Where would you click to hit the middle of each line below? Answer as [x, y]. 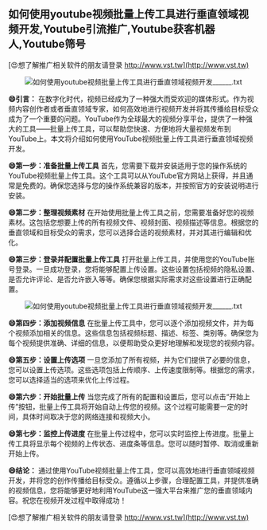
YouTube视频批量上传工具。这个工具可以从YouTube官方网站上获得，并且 [127, 175]
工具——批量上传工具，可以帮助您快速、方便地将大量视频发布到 [126, 128]
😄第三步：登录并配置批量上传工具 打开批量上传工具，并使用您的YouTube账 [132, 259]
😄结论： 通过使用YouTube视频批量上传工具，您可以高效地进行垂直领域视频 [132, 470]
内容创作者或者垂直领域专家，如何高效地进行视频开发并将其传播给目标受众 [137, 108]
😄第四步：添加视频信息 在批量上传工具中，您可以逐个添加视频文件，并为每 [131, 323]
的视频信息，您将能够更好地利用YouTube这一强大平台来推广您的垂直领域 [127, 490]
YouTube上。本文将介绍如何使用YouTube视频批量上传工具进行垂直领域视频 [131, 139]
